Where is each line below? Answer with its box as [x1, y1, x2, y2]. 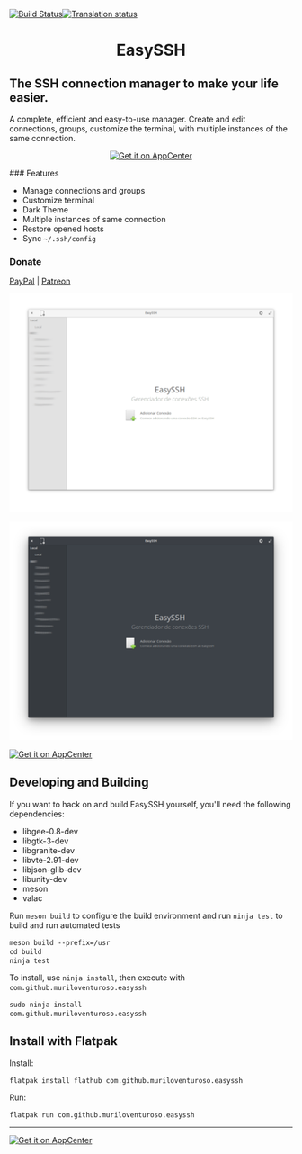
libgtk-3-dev [22, 835, 69, 846]
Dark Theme [22, 204, 69, 215]
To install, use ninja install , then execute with [9, 972, 186, 983]
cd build [9, 947, 42, 956]
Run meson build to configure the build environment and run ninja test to [9, 910, 283, 921]
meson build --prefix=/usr [9, 938, 111, 947]
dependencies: [9, 808, 65, 819]
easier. [9, 90, 49, 105]
